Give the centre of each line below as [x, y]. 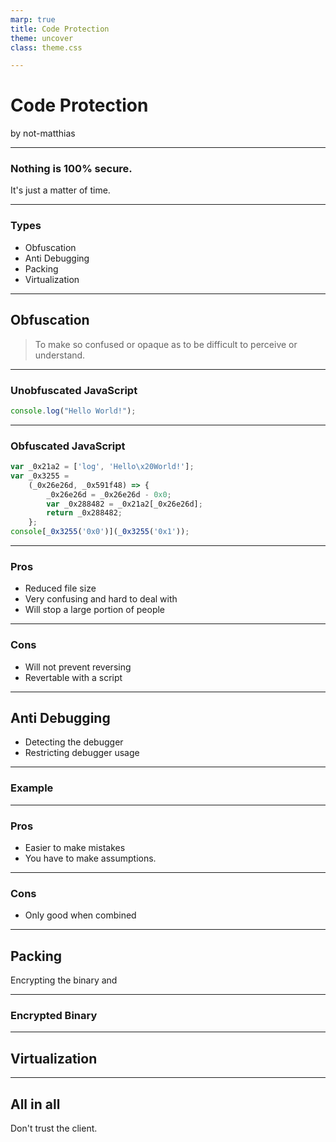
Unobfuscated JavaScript [74, 390]
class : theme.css [46, 47]
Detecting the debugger [74, 742]
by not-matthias [43, 133]
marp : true [33, 19]
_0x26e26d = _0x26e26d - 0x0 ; [109, 494]
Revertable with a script [73, 677]
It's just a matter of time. [60, 190]
